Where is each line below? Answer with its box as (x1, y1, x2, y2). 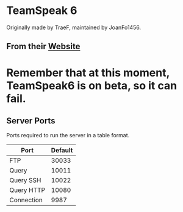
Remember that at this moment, (6, 66, 170, 80)
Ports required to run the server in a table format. (6, 132, 130, 139)
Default (51, 146, 73, 155)
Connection (9, 196, 43, 204)
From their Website (6, 41, 81, 52)
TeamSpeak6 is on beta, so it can (6, 78, 178, 92)
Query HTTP (9, 186, 46, 194)
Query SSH (9, 176, 41, 185)
